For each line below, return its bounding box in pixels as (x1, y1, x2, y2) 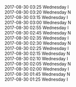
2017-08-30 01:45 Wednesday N (4, 71, 70, 77)
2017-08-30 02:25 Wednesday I (4, 46, 69, 51)
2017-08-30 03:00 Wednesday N (4, 19, 71, 25)
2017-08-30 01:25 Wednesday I (4, 76, 68, 82)
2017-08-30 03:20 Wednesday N (4, 9, 71, 15)
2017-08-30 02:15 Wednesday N (4, 51, 70, 56)
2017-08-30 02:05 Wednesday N (4, 61, 71, 67)
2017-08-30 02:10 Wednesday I (4, 56, 68, 61)
